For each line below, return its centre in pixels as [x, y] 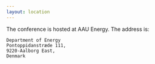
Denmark [16, 56]
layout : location [28, 12]
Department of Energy [34, 40]
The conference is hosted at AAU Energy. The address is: [78, 29]
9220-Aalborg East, [31, 51]
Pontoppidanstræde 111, [36, 45]
